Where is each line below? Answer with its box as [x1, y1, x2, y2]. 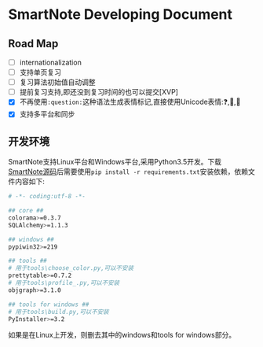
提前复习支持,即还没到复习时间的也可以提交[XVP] [19, 87, 179, 97]
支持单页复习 [19, 68, 61, 77]
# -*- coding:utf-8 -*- [8, 193, 86, 201]
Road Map [8, 37, 59, 50]
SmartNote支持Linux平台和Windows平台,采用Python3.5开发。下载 [8, 157, 222, 167]
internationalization [19, 57, 82, 67]
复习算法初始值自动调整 [19, 77, 96, 87]
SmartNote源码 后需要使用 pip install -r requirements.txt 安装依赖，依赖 [8, 167, 249, 176]
